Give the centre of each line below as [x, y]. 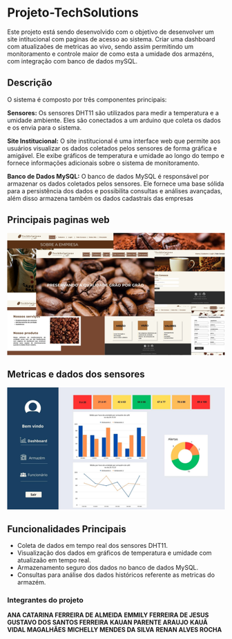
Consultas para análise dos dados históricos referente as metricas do [116, 575]
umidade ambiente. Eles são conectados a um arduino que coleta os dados [114, 120]
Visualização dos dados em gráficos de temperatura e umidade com [114, 553]
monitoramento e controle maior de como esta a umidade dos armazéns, [110, 54]
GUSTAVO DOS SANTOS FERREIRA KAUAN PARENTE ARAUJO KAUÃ [108, 622]
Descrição [30, 83]
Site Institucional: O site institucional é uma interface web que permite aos [114, 141]
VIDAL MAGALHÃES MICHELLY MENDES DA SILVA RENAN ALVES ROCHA [115, 630]
